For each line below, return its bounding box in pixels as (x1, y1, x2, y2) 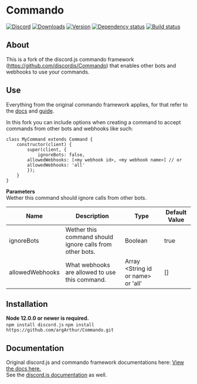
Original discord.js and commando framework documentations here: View (6, 359, 185, 366)
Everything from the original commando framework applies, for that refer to (6, 101, 188, 108)
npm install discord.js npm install (6, 322, 95, 328)
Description (75, 211, 110, 220)
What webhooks (65, 260, 110, 269)
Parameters (6, 188, 35, 195)
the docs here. (6, 365, 41, 372)
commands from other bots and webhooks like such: (6, 125, 134, 132)
